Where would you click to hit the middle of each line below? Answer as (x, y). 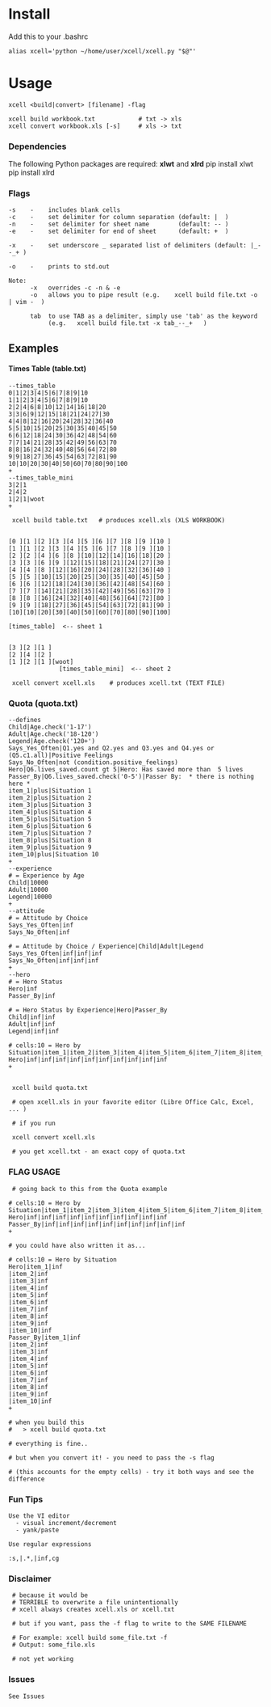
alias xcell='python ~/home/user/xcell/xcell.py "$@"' (102, 51)
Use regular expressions (50, 1544)
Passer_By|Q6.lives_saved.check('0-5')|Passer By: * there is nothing (131, 777)
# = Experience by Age (46, 876)
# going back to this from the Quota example (90, 1189)
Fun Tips (26, 1499)
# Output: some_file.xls (53, 1645)
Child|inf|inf (32, 1017)
